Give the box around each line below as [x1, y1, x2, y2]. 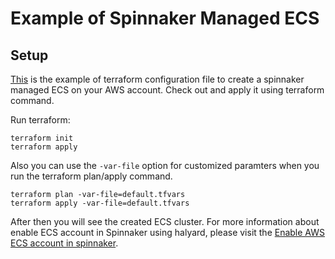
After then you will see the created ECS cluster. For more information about [10, 216, 320, 227]
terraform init [10, 133, 74, 143]
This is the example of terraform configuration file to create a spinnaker [10, 73, 305, 85]
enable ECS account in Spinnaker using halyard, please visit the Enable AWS [10, 227, 326, 238]
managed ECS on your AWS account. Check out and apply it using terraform [10, 84, 325, 96]
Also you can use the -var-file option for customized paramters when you [10, 160, 320, 171]
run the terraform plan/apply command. [10, 170, 173, 182]
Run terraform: [10, 114, 71, 126]
